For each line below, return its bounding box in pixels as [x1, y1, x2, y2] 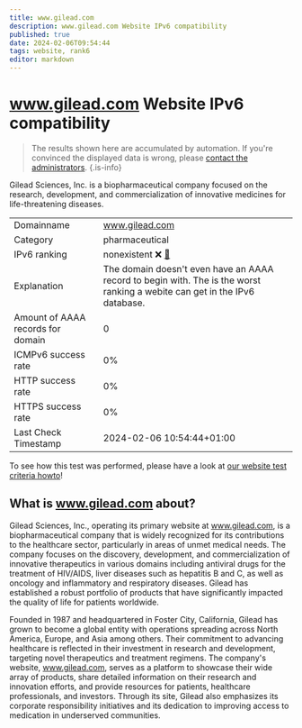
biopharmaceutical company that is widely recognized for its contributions [9, 529, 285, 541]
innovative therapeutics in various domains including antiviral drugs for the [9, 558, 286, 569]
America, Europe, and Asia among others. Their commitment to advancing [9, 632, 284, 644]
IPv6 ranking [13, 248, 67, 260]
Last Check [13, 425, 62, 438]
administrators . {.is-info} [31, 161, 122, 172]
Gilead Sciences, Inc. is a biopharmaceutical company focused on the [9, 179, 268, 190]
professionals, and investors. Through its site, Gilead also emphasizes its [9, 690, 279, 701]
